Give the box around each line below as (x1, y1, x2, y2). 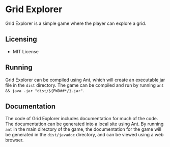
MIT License (12, 48, 39, 54)
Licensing (5, 35, 37, 44)
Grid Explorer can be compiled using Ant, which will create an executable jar (5, 77, 165, 83)
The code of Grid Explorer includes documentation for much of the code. (5, 116, 158, 122)
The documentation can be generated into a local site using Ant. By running (5, 121, 164, 127)
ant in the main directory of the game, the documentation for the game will (5, 126, 162, 132)
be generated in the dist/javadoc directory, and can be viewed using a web (5, 132, 164, 138)
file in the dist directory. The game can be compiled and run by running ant (5, 82, 164, 88)
